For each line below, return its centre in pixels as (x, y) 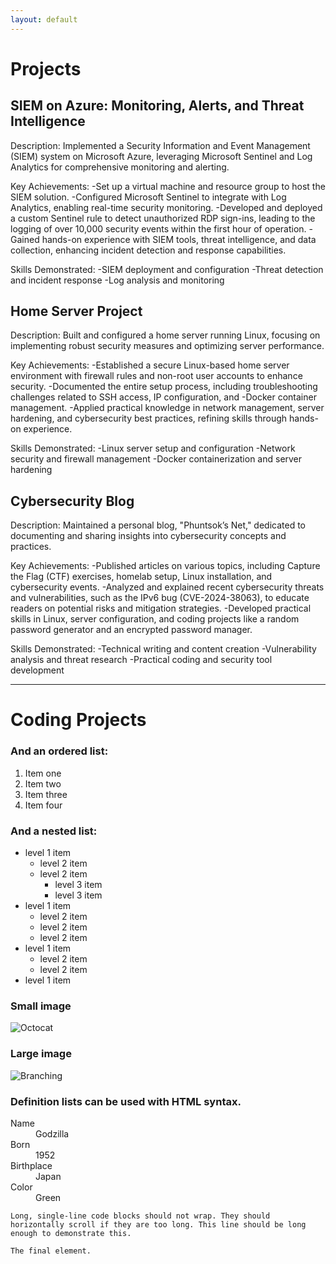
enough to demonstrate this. (71, 1233)
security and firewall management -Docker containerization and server (156, 459)
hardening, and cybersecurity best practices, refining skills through (149, 418)
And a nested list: (54, 831)
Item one (43, 773)
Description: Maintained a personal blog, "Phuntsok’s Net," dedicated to (158, 525)
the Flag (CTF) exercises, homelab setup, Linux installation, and (141, 577)
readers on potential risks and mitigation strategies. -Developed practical (161, 608)
